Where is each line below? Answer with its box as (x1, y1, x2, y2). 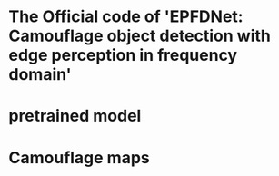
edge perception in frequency (8, 45, 238, 65)
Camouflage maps (8, 147, 151, 168)
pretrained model (8, 106, 142, 126)
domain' (8, 64, 72, 85)
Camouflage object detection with (8, 25, 272, 46)
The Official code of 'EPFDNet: (8, 6, 244, 27)
